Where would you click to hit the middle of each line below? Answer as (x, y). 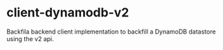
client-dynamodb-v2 (68, 13)
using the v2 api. (30, 38)
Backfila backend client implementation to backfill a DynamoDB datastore (111, 32)
